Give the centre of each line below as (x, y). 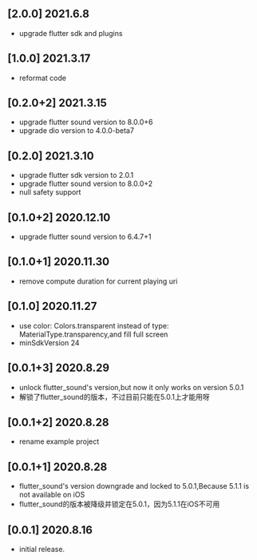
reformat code (43, 78)
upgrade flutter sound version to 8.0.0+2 (86, 183)
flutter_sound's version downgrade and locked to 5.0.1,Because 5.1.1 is (134, 486)
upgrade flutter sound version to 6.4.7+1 (85, 237)
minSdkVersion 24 (49, 342)
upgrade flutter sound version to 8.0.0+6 (86, 122)
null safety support (50, 192)
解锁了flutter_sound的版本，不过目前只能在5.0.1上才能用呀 (114, 397)
